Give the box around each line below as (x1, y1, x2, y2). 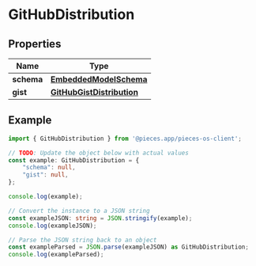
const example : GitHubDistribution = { (8, 156, 140, 164)
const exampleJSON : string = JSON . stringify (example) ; (8, 214, 193, 222)
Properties (8, 37, 62, 51)
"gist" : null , (22, 171, 69, 179)
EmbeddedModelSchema (50, 74, 148, 85)
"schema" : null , (22, 164, 77, 172)
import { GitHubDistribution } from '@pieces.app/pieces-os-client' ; (8, 135, 243, 142)
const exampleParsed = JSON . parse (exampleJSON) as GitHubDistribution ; (8, 243, 249, 251)
